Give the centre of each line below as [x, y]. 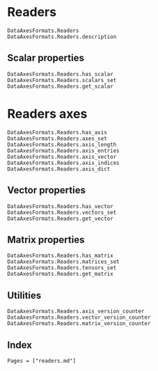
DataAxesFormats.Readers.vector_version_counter [79, 317]
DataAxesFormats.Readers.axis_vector [62, 157]
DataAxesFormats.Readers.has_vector [60, 206]
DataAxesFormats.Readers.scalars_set [62, 80]
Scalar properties [46, 58]
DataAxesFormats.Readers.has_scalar [60, 74]
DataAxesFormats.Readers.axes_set [57, 139]
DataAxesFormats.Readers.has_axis [57, 132]
